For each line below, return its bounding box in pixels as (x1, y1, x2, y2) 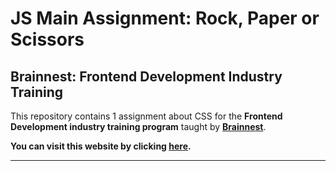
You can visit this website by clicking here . (10, 140, 192, 152)
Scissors (10, 28, 85, 51)
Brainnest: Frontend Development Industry (10, 68, 283, 85)
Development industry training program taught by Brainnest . (10, 121, 267, 132)
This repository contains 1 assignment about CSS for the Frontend (10, 110, 283, 122)
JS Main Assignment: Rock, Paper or (10, 7, 320, 30)
